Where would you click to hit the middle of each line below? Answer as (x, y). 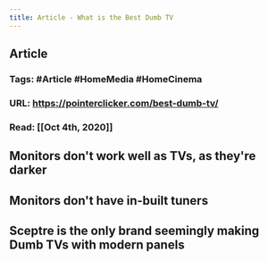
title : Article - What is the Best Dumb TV (92, 17)
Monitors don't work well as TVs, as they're (133, 156)
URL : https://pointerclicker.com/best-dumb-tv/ (114, 103)
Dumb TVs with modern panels (97, 244)
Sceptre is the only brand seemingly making (134, 230)
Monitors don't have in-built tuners (109, 201)
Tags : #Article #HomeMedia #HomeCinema (106, 79)
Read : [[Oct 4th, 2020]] (61, 127)
